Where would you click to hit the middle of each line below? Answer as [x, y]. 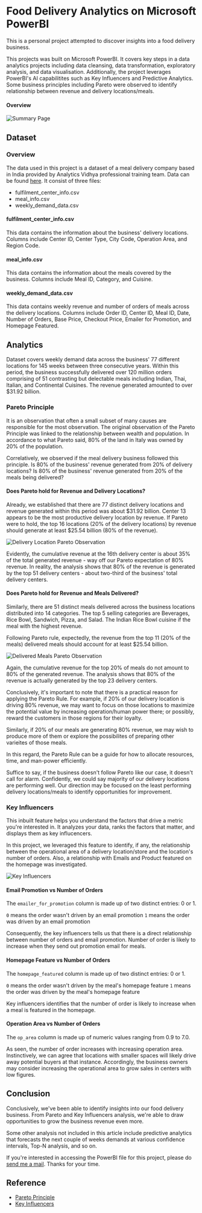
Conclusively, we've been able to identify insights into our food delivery [95, 1108]
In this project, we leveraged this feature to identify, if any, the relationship [98, 845]
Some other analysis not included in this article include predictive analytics [99, 1132]
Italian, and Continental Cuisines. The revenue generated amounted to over [99, 385]
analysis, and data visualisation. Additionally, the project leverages [89, 71]
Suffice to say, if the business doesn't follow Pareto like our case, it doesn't [99, 772]
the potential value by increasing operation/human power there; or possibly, [100, 711]
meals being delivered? [35, 477]
